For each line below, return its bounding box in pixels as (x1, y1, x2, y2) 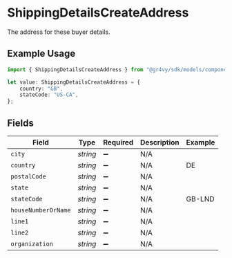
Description (140, 137, 180, 147)
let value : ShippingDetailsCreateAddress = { (7, 78, 140, 86)
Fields (7, 117, 35, 129)
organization (10, 240, 54, 248)
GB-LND (186, 194, 215, 203)
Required (103, 137, 134, 147)
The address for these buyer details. (7, 28, 110, 36)
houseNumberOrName (10, 206, 71, 214)
